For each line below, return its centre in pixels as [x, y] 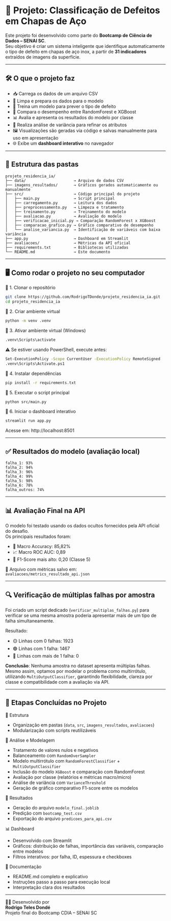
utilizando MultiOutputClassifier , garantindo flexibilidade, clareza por [79, 676]
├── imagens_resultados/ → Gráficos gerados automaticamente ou [82, 185]
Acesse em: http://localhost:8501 [40, 430]
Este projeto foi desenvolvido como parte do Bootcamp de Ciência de [79, 35]
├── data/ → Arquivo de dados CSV [65, 180]
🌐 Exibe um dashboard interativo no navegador [63, 143]
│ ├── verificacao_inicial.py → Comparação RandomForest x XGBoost [81, 221]
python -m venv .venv [28, 321]
